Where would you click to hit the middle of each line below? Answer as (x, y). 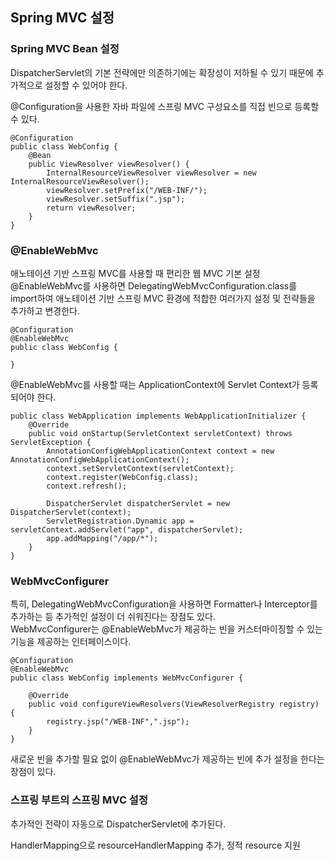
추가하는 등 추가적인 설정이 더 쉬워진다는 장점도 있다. (113, 617)
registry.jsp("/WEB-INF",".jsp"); (118, 722)
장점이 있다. (33, 772)
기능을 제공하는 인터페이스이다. (71, 642)
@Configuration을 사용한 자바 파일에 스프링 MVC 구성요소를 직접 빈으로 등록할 (165, 106)
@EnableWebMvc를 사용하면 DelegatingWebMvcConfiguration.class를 (154, 285)
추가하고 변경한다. (45, 310)
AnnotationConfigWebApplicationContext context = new (160, 451)
